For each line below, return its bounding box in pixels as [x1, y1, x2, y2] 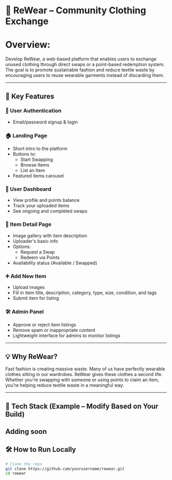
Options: [12, 243, 31, 249]
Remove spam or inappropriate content [12, 327, 96, 333]
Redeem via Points [20, 254, 60, 260]
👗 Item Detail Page [5, 221, 52, 228]
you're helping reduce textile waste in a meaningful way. [5, 382, 124, 388]
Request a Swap [20, 248, 55, 255]
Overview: [5, 39, 51, 51]
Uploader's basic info [12, 238, 58, 244]
